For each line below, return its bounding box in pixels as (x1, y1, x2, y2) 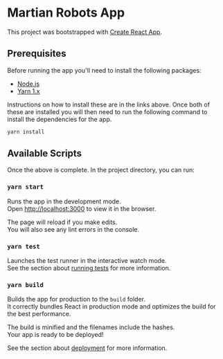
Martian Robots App (7, 5, 125, 21)
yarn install (7, 128, 45, 136)
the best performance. (7, 310, 71, 318)
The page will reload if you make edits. (7, 218, 118, 226)
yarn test (7, 242, 40, 250)
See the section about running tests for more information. (7, 264, 171, 273)
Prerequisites (7, 48, 66, 59)
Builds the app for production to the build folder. (7, 295, 146, 304)
